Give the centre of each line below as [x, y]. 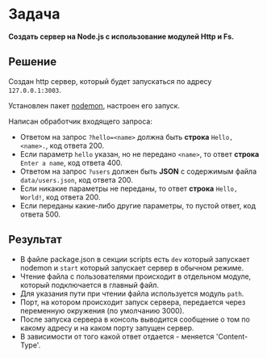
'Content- [232, 336]
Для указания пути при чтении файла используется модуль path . [132, 293]
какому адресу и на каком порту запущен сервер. [107, 327]
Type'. [30, 345]
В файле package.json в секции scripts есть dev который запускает [135, 259]
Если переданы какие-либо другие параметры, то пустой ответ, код [138, 205]
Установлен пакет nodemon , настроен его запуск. [94, 105]
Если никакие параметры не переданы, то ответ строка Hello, [129, 188]
